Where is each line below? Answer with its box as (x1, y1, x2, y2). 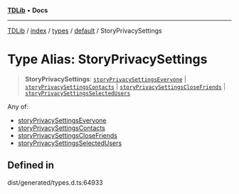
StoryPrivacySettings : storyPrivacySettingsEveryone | (24, 75, 187, 83)
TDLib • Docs (7, 6, 48, 14)
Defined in (7, 159, 55, 171)
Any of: (7, 102, 29, 111)
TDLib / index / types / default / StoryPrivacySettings (7, 26, 162, 35)
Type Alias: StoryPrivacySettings (7, 51, 208, 68)
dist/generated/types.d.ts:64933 (7, 178, 103, 187)
